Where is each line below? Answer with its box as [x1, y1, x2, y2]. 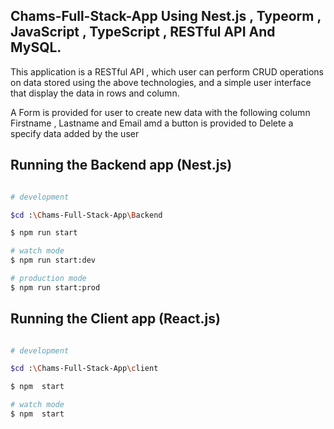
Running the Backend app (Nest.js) [10, 157, 233, 174]
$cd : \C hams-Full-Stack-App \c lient [10, 364, 159, 374]
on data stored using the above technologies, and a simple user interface [10, 76, 312, 88]
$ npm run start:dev [10, 255, 97, 266]
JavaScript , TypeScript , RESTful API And [10, 24, 276, 41]
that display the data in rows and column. [10, 87, 180, 99]
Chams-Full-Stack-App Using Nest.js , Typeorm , [10, 8, 322, 25]
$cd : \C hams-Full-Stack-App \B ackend [10, 210, 163, 220]
